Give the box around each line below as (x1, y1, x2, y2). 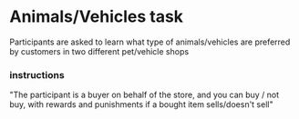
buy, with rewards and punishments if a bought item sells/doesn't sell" (9, 99, 273, 110)
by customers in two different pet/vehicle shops (9, 45, 190, 56)
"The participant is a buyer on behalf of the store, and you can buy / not (9, 89, 280, 101)
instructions (9, 68, 66, 81)
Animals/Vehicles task (9, 6, 184, 27)
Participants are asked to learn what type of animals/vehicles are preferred (9, 36, 291, 47)
